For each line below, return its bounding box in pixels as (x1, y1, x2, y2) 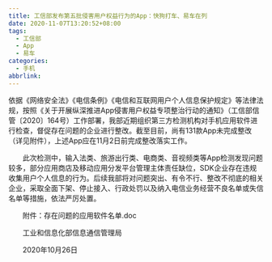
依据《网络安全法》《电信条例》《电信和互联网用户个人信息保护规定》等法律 (8, 95, 257, 105)
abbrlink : (8, 72, 42, 80)
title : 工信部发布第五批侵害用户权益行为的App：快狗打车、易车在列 (8, 11, 208, 20)
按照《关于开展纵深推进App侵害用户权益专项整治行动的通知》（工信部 (22, 105, 253, 115)
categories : (8, 57, 49, 65)
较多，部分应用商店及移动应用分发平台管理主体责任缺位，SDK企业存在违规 (8, 163, 257, 172)
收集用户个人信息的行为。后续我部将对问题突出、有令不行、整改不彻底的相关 (8, 173, 264, 183)
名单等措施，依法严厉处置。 (8, 193, 101, 203)
